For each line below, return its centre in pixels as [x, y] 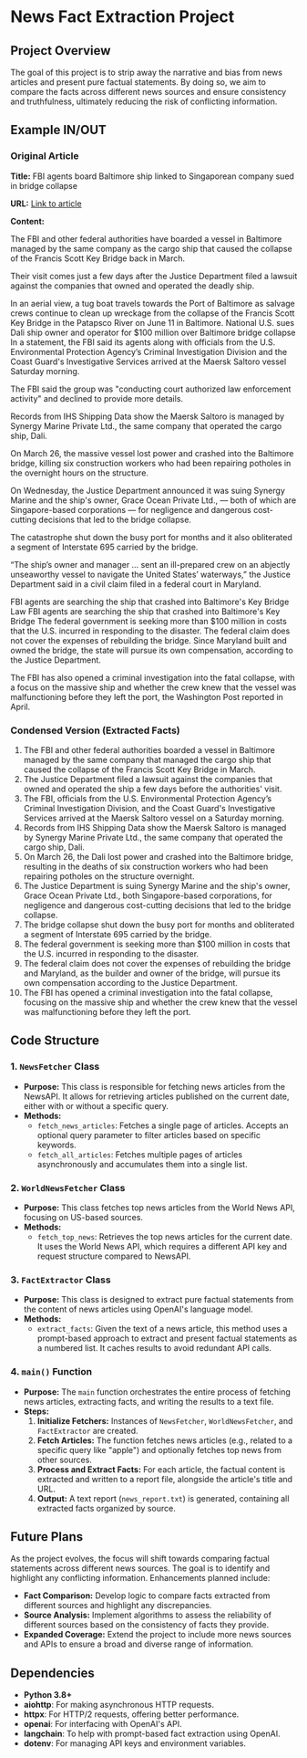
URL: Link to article [46, 204]
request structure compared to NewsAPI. [114, 1256]
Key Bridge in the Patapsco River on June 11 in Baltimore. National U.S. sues [153, 322]
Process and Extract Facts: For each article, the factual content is [161, 1469]
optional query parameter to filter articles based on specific [148, 1135]
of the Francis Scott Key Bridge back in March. [98, 258]
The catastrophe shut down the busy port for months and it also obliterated [151, 537]
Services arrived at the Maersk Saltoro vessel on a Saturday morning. [154, 818]
